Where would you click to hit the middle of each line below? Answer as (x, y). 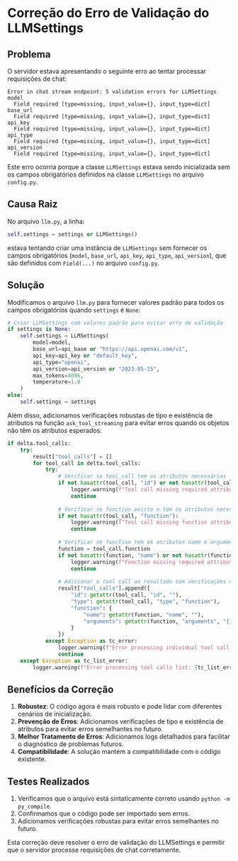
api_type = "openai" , (62, 362)
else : (15, 395)
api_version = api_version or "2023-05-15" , (96, 369)
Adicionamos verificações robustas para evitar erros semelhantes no (118, 821)
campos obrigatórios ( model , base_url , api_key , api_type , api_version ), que (117, 255)
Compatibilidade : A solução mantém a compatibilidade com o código (119, 752)
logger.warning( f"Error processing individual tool (136, 648)
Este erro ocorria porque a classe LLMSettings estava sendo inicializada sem (119, 167)
